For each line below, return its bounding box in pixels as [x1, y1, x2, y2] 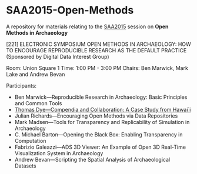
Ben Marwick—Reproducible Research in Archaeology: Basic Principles [14, 93, 188, 101]
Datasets [14, 162, 36, 169]
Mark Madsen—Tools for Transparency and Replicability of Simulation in [14, 118, 190, 125]
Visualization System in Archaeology [14, 149, 103, 156]
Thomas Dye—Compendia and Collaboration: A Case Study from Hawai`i [14, 106, 191, 113]
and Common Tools [14, 99, 62, 106]
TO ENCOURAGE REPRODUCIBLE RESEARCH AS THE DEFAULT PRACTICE [6, 46, 187, 53]
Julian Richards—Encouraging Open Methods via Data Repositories [14, 112, 178, 119]
